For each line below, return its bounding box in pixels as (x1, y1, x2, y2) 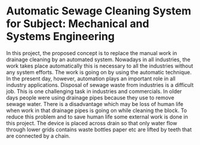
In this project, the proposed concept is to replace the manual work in (6, 49, 177, 56)
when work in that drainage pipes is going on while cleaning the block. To (6, 107, 187, 114)
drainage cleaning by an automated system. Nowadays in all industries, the (6, 56, 191, 63)
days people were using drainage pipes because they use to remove (6, 94, 174, 101)
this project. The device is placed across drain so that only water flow (6, 119, 177, 126)
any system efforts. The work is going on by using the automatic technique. (6, 68, 192, 75)
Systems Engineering (6, 30, 115, 43)
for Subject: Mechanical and (6, 17, 149, 31)
